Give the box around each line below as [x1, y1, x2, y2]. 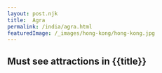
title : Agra [7, 17, 46, 24]
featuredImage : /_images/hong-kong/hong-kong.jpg [7, 29, 156, 37]
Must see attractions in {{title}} [7, 55, 147, 67]
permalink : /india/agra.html [7, 23, 93, 30]
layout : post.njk [7, 10, 58, 17]
